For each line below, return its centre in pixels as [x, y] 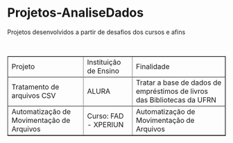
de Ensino [103, 71]
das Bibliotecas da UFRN [176, 100]
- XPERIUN [105, 124]
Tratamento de [35, 87]
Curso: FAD [105, 116]
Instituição [104, 62]
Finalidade [153, 66]
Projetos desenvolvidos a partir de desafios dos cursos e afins [96, 32]
